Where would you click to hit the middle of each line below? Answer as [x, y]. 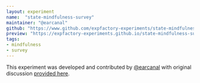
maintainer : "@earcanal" [37, 23]
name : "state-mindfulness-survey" [50, 17]
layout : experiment [30, 12]
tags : [13, 39]
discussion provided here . [38, 73]
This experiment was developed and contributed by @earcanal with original [99, 67]
